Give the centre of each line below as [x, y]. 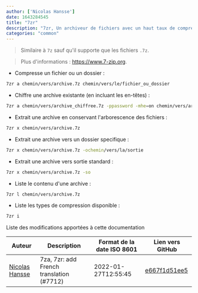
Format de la [117, 242]
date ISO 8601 [116, 249]
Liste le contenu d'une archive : [53, 183]
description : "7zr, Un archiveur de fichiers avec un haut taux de [91, 28]
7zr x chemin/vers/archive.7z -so [49, 172]
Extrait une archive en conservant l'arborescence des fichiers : [91, 117]
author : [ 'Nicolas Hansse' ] [41, 11]
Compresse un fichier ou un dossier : [60, 73]
